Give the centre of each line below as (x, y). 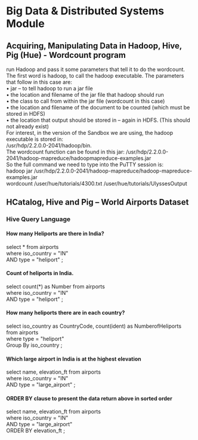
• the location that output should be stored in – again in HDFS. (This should (98, 120)
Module (25, 24)
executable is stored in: (35, 139)
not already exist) (28, 126)
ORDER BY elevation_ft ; (36, 430)
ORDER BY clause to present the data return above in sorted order (89, 398)
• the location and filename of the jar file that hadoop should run (85, 95)
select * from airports (33, 247)
